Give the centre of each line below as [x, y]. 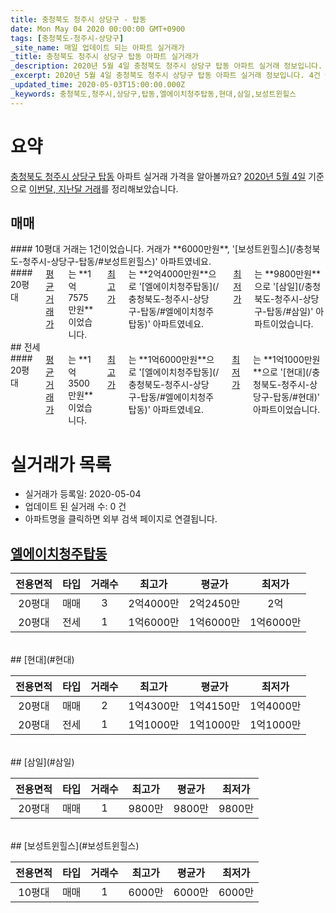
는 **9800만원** [287, 274]
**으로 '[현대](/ [283, 372]
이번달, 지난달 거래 [65, 188]
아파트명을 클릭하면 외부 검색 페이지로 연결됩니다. [121, 519]
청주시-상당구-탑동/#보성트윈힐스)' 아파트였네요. [117, 262]
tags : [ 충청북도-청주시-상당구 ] [67, 38]
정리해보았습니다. [145, 188]
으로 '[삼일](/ [279, 287]
